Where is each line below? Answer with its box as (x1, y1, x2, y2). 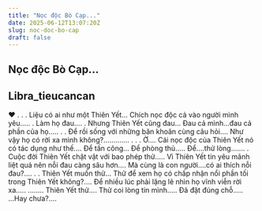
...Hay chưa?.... (8, 194, 58, 203)
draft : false (8, 33, 51, 42)
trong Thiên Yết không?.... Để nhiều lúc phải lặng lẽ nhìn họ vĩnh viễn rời (8, 177, 242, 187)
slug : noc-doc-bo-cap (8, 26, 80, 34)
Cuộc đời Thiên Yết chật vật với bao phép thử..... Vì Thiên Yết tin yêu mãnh (8, 152, 250, 161)
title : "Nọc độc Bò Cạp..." (8, 11, 101, 20)
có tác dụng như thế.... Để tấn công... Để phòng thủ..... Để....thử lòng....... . (8, 143, 249, 154)
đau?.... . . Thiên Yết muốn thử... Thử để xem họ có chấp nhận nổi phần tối (8, 168, 249, 178)
